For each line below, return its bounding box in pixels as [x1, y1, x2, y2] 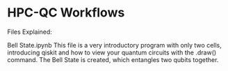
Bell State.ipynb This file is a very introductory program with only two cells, [7, 41, 222, 49]
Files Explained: [7, 28, 52, 36]
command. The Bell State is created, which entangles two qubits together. [7, 55, 219, 63]
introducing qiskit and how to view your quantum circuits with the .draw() [7, 48, 217, 57]
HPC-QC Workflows [7, 5, 125, 21]
